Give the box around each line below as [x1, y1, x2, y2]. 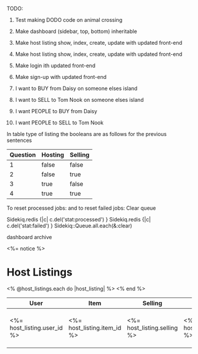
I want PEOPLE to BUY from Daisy [15, 108, 98, 114]
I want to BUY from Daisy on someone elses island [15, 85, 137, 92]
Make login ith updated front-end [15, 62, 96, 69]
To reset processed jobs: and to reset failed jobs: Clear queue [6, 204, 156, 211]
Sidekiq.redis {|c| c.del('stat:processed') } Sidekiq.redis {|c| [6, 216, 151, 223]
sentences [6, 137, 32, 144]
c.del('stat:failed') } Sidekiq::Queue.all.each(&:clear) [6, 222, 133, 229]
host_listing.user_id [9, 323, 63, 332]
